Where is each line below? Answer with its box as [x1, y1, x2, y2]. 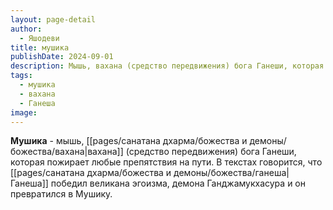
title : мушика [10, 42, 70, 53]
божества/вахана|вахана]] [10, 146, 124, 158]
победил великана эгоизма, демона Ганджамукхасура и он [50, 177, 306, 190]
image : [10, 107, 38, 118]
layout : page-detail [10, 14, 97, 25]
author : [10, 24, 43, 34]
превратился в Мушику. [10, 188, 113, 200]
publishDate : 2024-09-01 [10, 52, 114, 62]
